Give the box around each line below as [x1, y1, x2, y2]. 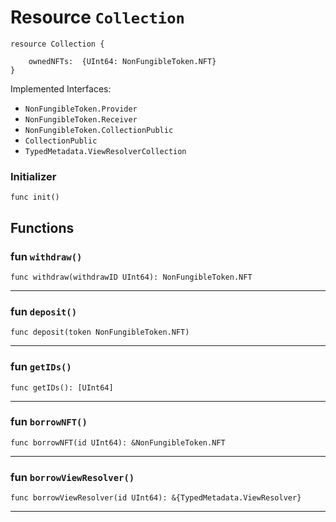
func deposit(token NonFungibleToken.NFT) [10, 327, 190, 338]
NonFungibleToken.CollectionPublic [24, 125, 174, 135]
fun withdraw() [10, 249, 83, 263]
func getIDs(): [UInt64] [10, 382, 114, 393]
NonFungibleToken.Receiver [24, 114, 138, 125]
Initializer [10, 169, 57, 183]
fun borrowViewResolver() [10, 470, 135, 484]
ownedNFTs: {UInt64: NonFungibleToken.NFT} [28, 56, 217, 66]
